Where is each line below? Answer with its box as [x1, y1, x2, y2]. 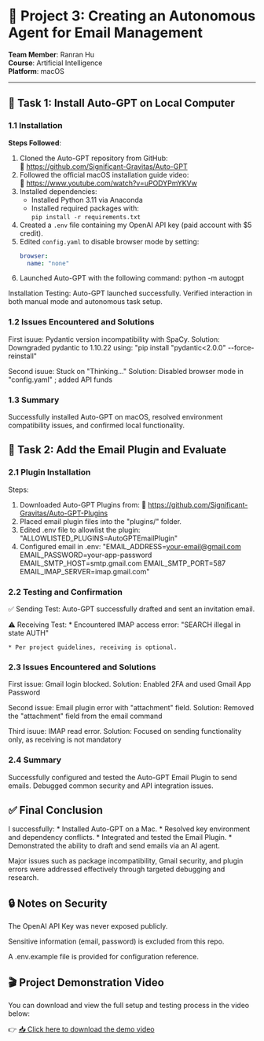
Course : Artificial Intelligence [8, 58, 103, 68]
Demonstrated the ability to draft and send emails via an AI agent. [8, 841, 220, 851]
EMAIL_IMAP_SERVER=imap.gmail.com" [19, 566, 150, 576]
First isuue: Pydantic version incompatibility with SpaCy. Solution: [8, 334, 220, 344]
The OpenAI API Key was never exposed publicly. [8, 922, 168, 931]
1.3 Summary [8, 394, 60, 405]
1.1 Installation [8, 120, 63, 131]
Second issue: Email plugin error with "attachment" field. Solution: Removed [8, 703, 255, 713]
